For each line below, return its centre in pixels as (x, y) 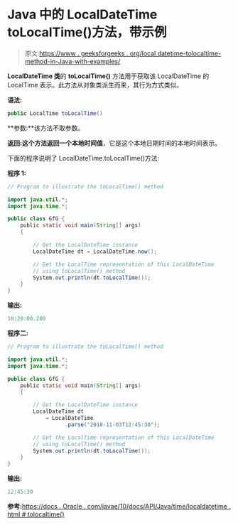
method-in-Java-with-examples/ (72, 61)
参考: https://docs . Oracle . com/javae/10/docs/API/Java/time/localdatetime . (119, 507)
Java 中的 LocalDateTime (82, 15)
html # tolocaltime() (36, 514)
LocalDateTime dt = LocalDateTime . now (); (95, 251)
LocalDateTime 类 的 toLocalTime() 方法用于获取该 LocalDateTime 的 (108, 76)
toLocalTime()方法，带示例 (87, 32)
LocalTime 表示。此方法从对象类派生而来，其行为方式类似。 (95, 85)
